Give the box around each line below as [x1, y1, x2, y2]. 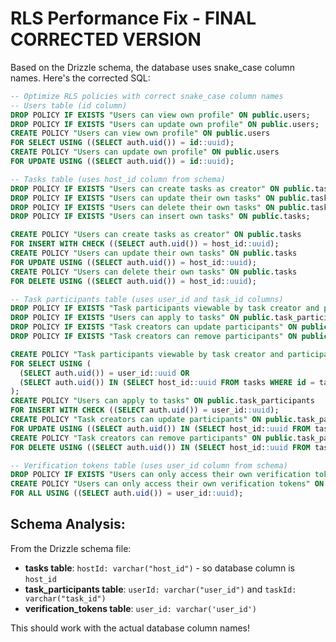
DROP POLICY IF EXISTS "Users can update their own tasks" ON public [10, 193, 307, 203]
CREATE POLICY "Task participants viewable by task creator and [10, 349, 284, 359]
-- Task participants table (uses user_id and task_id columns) [10, 294, 284, 304]
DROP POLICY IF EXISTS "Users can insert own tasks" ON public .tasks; [10, 212, 311, 222]
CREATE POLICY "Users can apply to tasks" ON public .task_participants [10, 396, 315, 406]
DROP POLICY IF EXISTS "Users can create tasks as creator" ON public [10, 183, 311, 194]
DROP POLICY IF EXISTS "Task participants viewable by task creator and [10, 303, 320, 314]
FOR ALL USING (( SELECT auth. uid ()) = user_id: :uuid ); [10, 488, 244, 499]
